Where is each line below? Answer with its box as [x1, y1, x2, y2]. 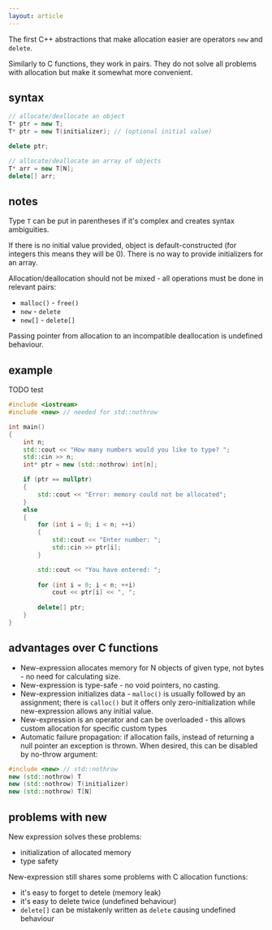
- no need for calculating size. [19, 671, 121, 681]
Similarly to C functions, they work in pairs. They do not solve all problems [8, 59, 257, 68]
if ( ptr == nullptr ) [23, 475, 93, 484]
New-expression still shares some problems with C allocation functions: [8, 871, 248, 881]
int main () [8, 422, 45, 431]
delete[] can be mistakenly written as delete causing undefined [19, 905, 235, 915]
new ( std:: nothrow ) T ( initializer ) [8, 780, 129, 788]
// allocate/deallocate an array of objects [8, 156, 162, 165]
